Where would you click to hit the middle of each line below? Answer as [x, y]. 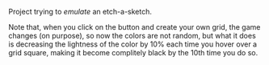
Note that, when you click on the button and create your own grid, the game [134, 27]
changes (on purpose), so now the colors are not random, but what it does [132, 36]
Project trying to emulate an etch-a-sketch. [80, 12]
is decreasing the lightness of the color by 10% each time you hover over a [132, 44]
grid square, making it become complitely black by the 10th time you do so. [133, 53]
